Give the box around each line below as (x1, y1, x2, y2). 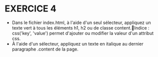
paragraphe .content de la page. (11, 46, 78, 52)
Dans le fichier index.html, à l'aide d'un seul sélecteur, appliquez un (11, 19, 151, 25)
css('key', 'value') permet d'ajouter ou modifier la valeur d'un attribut (11, 30, 153, 36)
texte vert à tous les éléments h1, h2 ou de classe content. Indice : (11, 24, 149, 30)
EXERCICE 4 (4, 3, 56, 14)
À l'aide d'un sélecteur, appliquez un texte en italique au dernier (11, 40, 143, 46)
